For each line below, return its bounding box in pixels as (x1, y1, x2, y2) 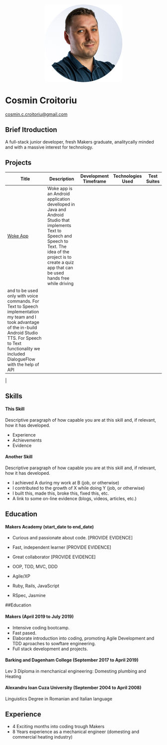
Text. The (47, 243, 67, 250)
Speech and (47, 233, 72, 239)
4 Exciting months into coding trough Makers (12, 723, 105, 729)
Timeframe (83, 178, 106, 184)
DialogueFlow (7, 356, 36, 362)
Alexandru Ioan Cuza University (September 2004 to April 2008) (5, 685, 142, 691)
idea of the (47, 249, 70, 255)
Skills (5, 392, 22, 400)
